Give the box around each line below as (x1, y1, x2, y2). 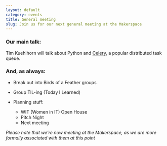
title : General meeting (6, 17, 56, 22)
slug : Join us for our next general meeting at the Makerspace (6, 21, 142, 27)
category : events (6, 12, 43, 17)
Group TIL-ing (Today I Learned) (13, 89, 80, 95)
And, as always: (6, 68, 46, 75)
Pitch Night (20, 114, 44, 120)
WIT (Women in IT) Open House (20, 108, 88, 115)
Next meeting (20, 120, 49, 126)
